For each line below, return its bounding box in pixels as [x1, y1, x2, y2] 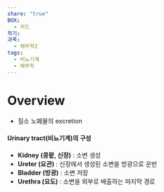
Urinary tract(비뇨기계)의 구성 [7, 134, 92, 142]
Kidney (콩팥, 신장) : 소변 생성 [17, 151, 101, 159]
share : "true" [7, 10, 49, 18]
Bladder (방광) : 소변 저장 [17, 168, 89, 177]
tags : [7, 50, 23, 57]
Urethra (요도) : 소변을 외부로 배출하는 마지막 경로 [17, 177, 156, 186]
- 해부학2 [13, 43, 38, 50]
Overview [7, 92, 65, 109]
